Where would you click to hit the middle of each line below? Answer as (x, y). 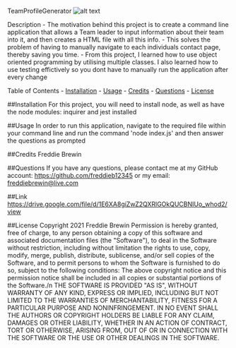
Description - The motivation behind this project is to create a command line (118, 24)
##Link (17, 197)
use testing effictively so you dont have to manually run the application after (118, 70)
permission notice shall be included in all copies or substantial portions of (114, 278)
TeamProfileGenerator (40, 11)
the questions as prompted (47, 140)
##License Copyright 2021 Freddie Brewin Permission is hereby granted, (113, 225)
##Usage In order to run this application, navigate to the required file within (117, 126)
